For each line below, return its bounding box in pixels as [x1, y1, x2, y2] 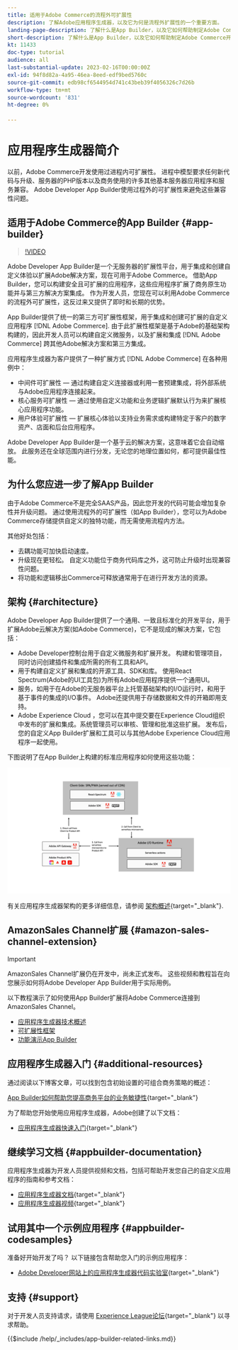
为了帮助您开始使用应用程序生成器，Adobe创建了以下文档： [7, 1108, 182, 1117]
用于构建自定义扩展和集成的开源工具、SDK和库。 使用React [17, 666, 192, 675]
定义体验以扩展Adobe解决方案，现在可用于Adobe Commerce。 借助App [7, 271, 217, 279]
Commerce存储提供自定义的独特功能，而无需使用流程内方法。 [7, 516, 189, 525]
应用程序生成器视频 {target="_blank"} [17, 1199, 125, 1208]
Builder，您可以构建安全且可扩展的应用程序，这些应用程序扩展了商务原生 [7, 279, 221, 288]
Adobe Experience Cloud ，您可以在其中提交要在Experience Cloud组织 [17, 711, 225, 720]
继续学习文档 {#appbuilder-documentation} [7, 1146, 203, 1158]
